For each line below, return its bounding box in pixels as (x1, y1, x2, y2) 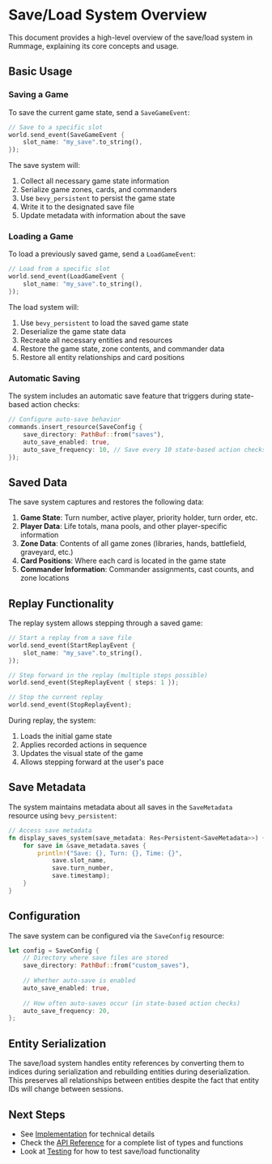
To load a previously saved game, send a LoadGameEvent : (8, 249, 196, 259)
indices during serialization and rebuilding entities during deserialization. (8, 1067, 251, 1076)
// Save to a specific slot (8, 123, 104, 131)
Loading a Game (8, 231, 74, 243)
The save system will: (8, 161, 81, 170)
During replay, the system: (8, 715, 96, 725)
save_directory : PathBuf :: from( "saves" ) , (23, 430, 164, 439)
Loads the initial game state (19, 732, 113, 741)
